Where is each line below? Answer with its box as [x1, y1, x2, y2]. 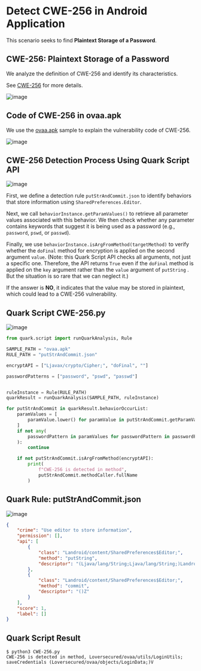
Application [6, 17, 65, 31]
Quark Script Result [6, 633, 81, 643]
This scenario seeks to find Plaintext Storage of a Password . [6, 37, 157, 44]
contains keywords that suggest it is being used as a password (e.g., [6, 223, 175, 230]
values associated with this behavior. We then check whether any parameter [6, 217, 194, 224]
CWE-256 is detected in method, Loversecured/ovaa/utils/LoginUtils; [6, 654, 184, 660]
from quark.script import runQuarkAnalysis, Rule [6, 335, 133, 342]
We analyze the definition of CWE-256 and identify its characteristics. [6, 70, 178, 77]
